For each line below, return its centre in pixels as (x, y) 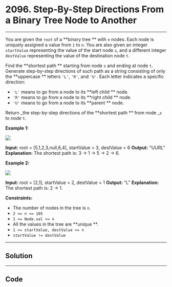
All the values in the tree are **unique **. (56, 224)
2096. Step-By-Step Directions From (85, 9)
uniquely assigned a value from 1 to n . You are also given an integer (77, 45)
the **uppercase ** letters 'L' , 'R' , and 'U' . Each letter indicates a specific (85, 76)
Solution (19, 256)
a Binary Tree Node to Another (71, 20)
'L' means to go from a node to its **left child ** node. (71, 92)
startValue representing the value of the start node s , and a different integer (86, 50)
